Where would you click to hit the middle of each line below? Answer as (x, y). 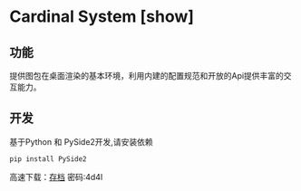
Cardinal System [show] (102, 17)
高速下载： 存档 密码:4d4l (56, 177)
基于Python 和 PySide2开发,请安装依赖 (81, 141)
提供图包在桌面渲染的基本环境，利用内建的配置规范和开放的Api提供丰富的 (146, 76)
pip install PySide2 (49, 159)
